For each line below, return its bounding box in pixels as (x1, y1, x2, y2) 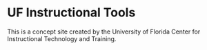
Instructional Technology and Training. (7, 34, 117, 42)
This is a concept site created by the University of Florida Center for (7, 27, 201, 36)
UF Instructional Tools (7, 5, 136, 21)
